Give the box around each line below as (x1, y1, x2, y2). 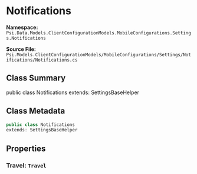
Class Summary (6, 73, 66, 83)
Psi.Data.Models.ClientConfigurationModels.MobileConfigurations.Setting (6, 30, 192, 36)
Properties (6, 143, 46, 153)
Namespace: (6, 24, 38, 31)
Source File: (6, 46, 37, 53)
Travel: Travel (6, 161, 47, 169)
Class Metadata (6, 106, 65, 116)
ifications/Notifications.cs (6, 57, 78, 63)
